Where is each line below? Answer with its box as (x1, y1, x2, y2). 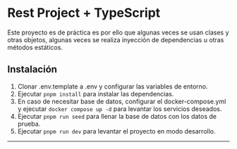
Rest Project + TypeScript (7, 5, 161, 21)
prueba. (17, 119, 41, 128)
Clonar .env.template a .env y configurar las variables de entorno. (17, 82, 208, 91)
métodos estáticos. (7, 43, 63, 51)
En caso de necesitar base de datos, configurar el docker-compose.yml (17, 97, 226, 105)
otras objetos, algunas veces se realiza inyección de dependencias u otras (7, 35, 224, 44)
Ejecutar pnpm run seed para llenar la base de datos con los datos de (17, 112, 217, 120)
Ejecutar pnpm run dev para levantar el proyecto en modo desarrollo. (17, 127, 216, 135)
